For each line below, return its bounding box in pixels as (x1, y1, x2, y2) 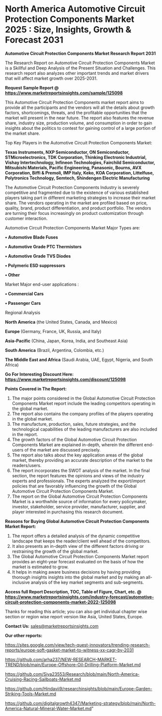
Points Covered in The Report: (5, 385, 67, 392)
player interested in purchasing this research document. (12, 509, 124, 515)
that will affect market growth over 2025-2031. (5, 75, 98, 81)
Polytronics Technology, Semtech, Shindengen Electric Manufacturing (5, 175, 150, 181)
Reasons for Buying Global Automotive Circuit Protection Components (5, 518, 149, 524)
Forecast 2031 (5, 35, 64, 46)
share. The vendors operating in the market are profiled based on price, (5, 200, 148, 206)
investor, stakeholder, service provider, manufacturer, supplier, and (12, 504, 146, 509)
